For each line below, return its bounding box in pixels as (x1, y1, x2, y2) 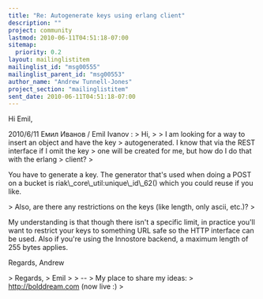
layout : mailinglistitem (8, 56, 90, 64)
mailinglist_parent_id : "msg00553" (8, 70, 126, 78)
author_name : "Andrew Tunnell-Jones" (8, 78, 133, 85)
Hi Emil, (8, 114, 33, 123)
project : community (8, 26, 73, 34)
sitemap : (8, 41, 37, 49)
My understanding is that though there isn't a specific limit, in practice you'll (8, 218, 255, 227)
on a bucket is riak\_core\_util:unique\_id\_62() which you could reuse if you (8, 179, 254, 188)
